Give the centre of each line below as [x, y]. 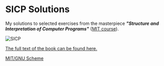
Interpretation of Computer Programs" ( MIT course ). [62, 28]
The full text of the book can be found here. [51, 48]
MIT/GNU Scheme [24, 58]
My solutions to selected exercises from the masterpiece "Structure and [82, 23]
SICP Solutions [38, 9]
